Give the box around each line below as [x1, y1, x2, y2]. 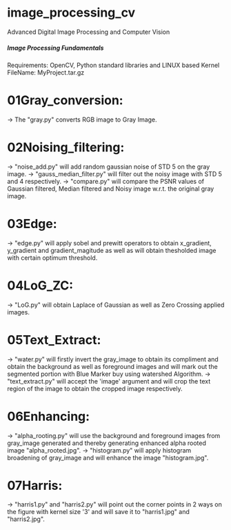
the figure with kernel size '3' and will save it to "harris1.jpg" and [7, 508, 190, 516]
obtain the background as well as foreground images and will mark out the [7, 362, 219, 370]
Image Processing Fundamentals [7, 44, 104, 52]
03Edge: [7, 216, 57, 231]
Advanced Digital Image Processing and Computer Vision [7, 28, 170, 36]
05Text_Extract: [7, 332, 101, 348]
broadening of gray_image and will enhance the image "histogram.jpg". [7, 453, 209, 462]
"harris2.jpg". [7, 515, 45, 523]
